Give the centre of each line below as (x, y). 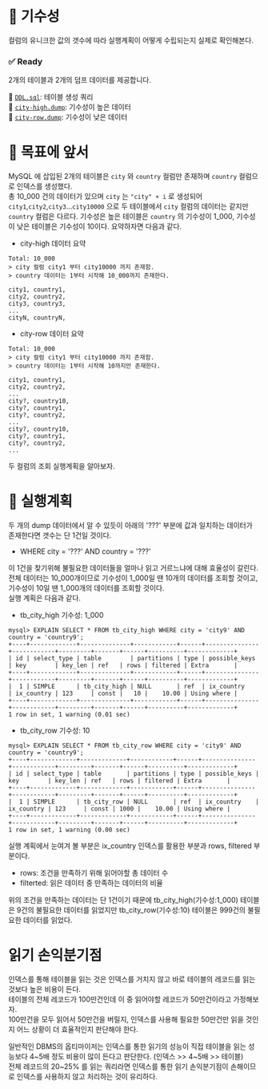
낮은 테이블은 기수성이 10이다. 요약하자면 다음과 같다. (99, 226)
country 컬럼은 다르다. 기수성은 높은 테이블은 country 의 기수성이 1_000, (121, 217)
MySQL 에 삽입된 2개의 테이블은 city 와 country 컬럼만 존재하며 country (123, 177)
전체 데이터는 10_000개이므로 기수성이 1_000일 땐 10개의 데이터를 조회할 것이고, (133, 578)
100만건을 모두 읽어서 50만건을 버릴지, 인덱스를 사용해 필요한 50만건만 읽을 (126, 1019)
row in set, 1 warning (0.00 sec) (73, 830)
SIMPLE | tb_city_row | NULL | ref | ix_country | (146, 802)
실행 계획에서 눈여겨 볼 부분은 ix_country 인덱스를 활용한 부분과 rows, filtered (130, 846)
